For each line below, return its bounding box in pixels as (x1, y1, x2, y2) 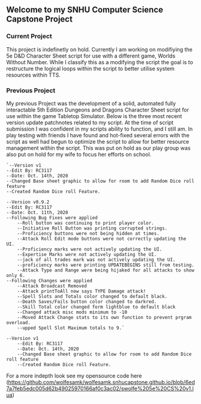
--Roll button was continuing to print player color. (17, 220, 154, 226)
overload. (6, 319, 31, 325)
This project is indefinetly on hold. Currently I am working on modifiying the (6, 46, 193, 53)
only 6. (6, 272, 26, 278)
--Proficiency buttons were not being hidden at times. (17, 230, 160, 236)
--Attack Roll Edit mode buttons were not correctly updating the (17, 236, 187, 242)
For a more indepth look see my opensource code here (6, 372, 142, 379)
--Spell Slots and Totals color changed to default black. (17, 293, 168, 299)
